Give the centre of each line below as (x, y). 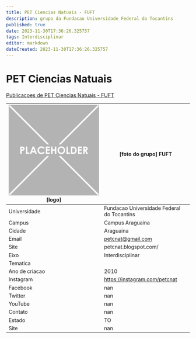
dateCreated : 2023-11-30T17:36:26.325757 (57, 50)
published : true (26, 25)
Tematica (20, 263)
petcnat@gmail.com (128, 239)
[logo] (54, 200)
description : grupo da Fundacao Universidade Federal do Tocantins (90, 18)
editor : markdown (27, 43)
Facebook (20, 288)
